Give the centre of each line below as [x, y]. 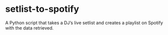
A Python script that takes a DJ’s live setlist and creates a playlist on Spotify [84, 23]
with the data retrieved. [30, 28]
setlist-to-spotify [42, 9]
